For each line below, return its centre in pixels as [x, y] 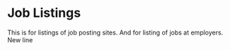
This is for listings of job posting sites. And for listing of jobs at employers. [115, 32]
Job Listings [44, 13]
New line [20, 39]
